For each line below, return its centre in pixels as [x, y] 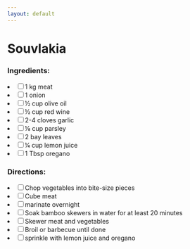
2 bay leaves [43, 137]
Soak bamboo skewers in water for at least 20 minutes [104, 213]
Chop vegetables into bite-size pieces [80, 188]
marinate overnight [52, 205]
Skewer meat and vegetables [67, 222]
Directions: [27, 172]
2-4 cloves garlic [50, 120]
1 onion [35, 95]
